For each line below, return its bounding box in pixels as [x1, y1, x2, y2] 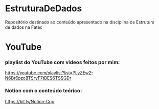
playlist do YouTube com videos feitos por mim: [5, 59, 120, 66]
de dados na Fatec [5, 24, 43, 30]
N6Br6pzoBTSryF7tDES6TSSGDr [5, 75, 72, 81]
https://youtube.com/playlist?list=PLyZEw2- [5, 70, 94, 76]
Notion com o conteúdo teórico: [5, 87, 82, 94]
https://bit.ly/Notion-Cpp [5, 98, 55, 104]
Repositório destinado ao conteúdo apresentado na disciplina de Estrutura [5, 19, 155, 25]
